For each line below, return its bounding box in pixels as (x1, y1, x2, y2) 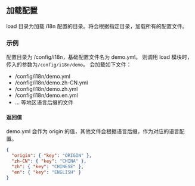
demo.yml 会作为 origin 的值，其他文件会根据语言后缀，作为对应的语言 (6, 128, 180, 135)
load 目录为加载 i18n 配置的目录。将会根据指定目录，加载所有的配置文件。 (6, 23, 188, 30)
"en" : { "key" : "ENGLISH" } (11, 169, 82, 175)
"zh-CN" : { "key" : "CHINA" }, (11, 158, 86, 165)
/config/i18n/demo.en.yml (14, 92, 79, 99)
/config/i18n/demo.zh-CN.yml (14, 79, 88, 86)
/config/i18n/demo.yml (14, 73, 70, 80)
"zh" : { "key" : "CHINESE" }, (11, 163, 84, 169)
